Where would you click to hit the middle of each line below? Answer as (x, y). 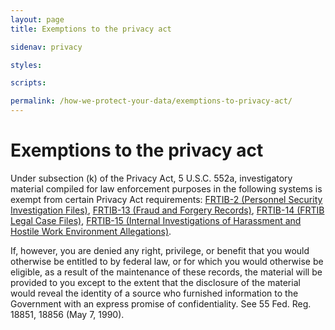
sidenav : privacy (46, 47)
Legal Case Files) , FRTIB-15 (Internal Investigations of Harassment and (156, 220)
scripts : (28, 83)
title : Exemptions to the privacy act (91, 29)
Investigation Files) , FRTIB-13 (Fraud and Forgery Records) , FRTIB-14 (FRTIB (167, 210)
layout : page (37, 19)
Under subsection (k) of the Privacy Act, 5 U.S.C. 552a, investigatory (151, 178)
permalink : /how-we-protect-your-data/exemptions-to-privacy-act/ (151, 101)
